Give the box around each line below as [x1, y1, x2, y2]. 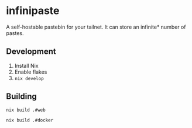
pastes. [6, 29, 24, 36]
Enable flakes [14, 68, 47, 75]
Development [6, 47, 57, 57]
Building [6, 92, 37, 102]
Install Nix [14, 62, 39, 69]
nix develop [14, 75, 44, 81]
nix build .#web [6, 107, 46, 113]
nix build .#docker [6, 117, 54, 123]
